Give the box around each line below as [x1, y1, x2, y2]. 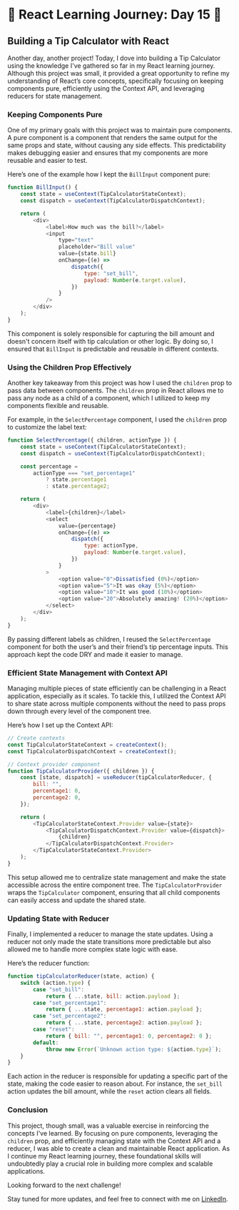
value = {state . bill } [58, 250, 116, 257]
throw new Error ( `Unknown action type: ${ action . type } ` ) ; [45, 1046, 222, 1053]
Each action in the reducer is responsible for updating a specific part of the [7, 1072, 228, 1081]
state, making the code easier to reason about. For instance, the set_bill [7, 1079, 223, 1088]
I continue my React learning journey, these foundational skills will [7, 1151, 201, 1160]
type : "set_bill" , [83, 269, 139, 277]
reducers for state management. [7, 92, 102, 100]
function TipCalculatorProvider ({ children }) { [7, 768, 155, 775]
